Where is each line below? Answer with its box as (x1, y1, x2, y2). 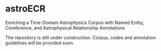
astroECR (5, 3, 46, 14)
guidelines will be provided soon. (5, 39, 75, 45)
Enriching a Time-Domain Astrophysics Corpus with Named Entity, (5, 19, 145, 25)
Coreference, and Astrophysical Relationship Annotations (5, 24, 125, 30)
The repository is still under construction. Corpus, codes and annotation (5, 34, 156, 40)
